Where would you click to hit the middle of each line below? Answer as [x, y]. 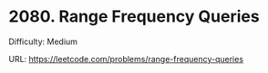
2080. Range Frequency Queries [134, 17]
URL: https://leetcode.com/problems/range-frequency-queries [126, 59]
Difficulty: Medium [43, 41]
